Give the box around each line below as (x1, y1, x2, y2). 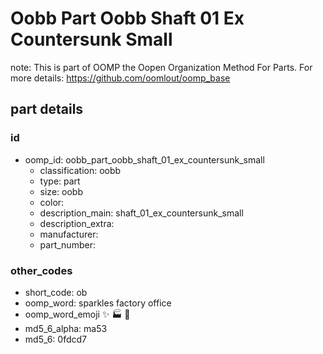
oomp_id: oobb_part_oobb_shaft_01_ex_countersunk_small (24, 153, 265, 166)
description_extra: (39, 217, 115, 229)
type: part (39, 175, 81, 187)
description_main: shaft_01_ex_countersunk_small (39, 207, 244, 219)
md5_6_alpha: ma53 (24, 322, 108, 334)
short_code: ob (24, 286, 88, 298)
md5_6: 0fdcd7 (24, 333, 88, 345)
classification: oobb (39, 164, 122, 176)
